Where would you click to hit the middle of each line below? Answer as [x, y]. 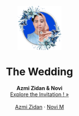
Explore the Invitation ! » [39, 94]
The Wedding [39, 72]
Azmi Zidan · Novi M [39, 107]
